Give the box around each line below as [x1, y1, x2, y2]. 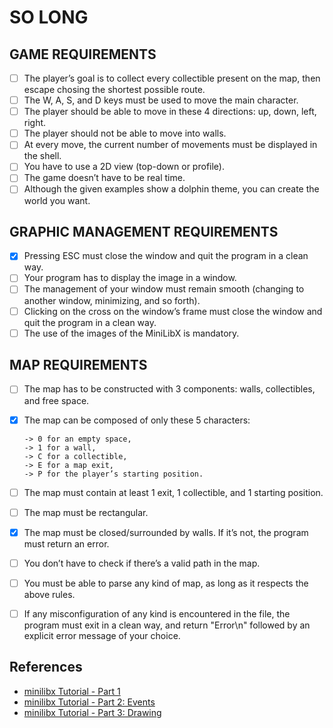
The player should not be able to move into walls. [23, 127, 227, 140]
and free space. [23, 394, 90, 406]
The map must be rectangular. [23, 506, 149, 518]
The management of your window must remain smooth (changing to [23, 283, 305, 295]
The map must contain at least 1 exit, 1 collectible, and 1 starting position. [23, 486, 324, 498]
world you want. [23, 194, 91, 206]
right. [23, 117, 47, 129]
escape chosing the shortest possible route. [23, 84, 206, 96]
